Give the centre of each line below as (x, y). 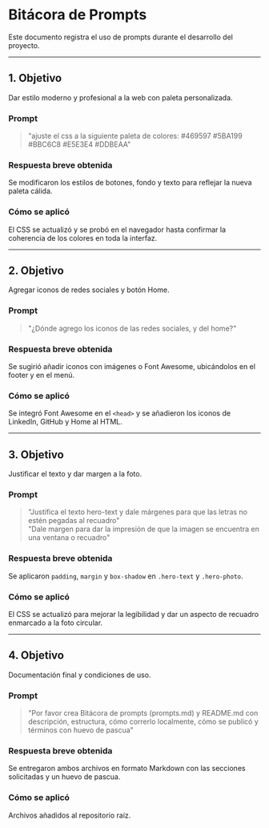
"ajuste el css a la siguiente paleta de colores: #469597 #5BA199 (135, 136)
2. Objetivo (36, 271)
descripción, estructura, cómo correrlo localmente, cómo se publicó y (143, 722)
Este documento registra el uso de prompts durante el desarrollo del (121, 37)
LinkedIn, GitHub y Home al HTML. (65, 422)
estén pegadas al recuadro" (74, 521)
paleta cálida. (30, 191)
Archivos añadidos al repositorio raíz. (70, 815)
